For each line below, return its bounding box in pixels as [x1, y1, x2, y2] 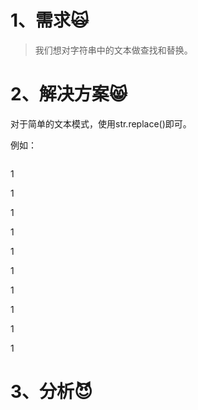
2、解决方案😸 [10, 83, 128, 106]
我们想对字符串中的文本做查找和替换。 [34, 44, 193, 56]
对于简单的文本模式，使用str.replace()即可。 [10, 117, 192, 130]
